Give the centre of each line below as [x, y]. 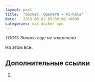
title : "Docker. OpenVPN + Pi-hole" [44, 14]
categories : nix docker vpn [34, 24]
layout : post [19, 10]
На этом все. [19, 47]
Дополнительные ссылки [47, 63]
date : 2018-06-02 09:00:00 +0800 [42, 19]
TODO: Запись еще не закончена [40, 38]
